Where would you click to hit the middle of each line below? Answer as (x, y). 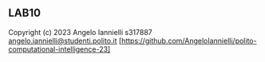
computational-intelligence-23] (59, 49)
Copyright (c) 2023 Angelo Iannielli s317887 (81, 32)
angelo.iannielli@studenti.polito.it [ (65, 41)
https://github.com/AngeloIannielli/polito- (189, 41)
